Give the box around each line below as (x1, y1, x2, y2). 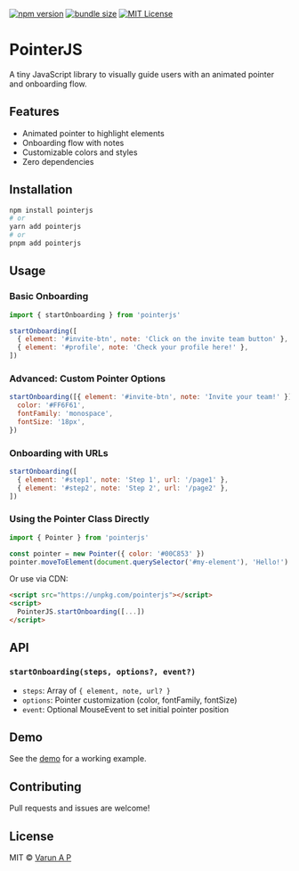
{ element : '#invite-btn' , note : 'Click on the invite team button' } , (17, 335, 289, 344)
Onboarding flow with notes (21, 137, 125, 148)
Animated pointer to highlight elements (21, 127, 165, 138)
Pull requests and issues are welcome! (9, 802, 150, 814)
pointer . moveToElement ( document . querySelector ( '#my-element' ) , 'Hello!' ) (9, 558, 289, 566)
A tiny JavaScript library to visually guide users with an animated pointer (9, 69, 274, 79)
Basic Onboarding (9, 290, 89, 303)
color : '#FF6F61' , (17, 401, 86, 410)
